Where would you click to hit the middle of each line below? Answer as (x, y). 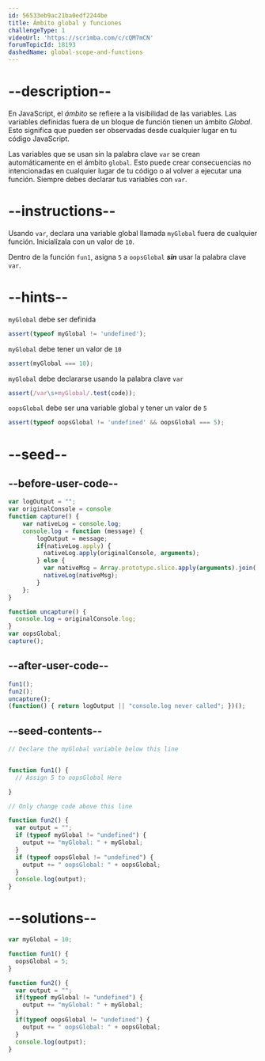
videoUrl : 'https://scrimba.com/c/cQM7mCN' (81, 38)
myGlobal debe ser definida (52, 319)
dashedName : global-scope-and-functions (76, 52)
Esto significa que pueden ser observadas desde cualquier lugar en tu (123, 130)
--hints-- (38, 297)
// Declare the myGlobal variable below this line (93, 749)
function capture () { (44, 517)
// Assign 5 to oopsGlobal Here (69, 778)
